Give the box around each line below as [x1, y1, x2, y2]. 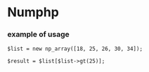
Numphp [7, 4, 60, 20]
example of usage [7, 30, 70, 40]
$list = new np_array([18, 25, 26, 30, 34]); [7, 45, 143, 53]
